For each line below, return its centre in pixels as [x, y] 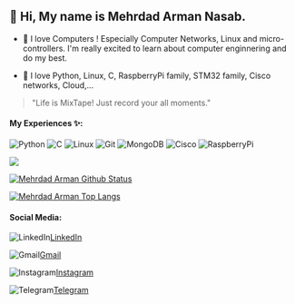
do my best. [45, 58]
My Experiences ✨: [46, 123]
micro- [271, 38]
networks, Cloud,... [58, 85]
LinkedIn [66, 238]
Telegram [71, 290]
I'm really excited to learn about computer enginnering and [177, 48]
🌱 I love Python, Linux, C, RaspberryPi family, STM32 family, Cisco [147, 75]
